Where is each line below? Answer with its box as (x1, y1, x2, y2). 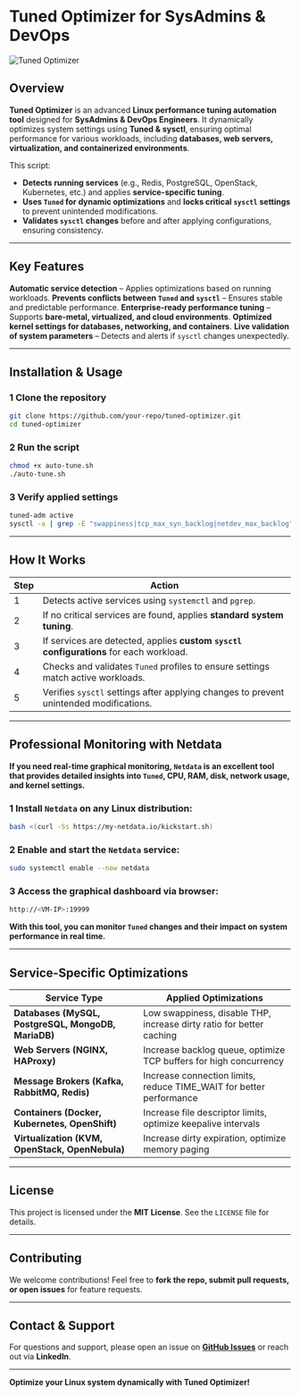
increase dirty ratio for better (142, 1018, 264, 1030)
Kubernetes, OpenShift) (13, 1118, 117, 1130)
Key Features (9, 259, 85, 275)
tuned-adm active (9, 512, 74, 520)
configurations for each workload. (42, 646, 188, 658)
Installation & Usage (9, 364, 123, 379)
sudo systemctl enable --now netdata (9, 864, 150, 873)
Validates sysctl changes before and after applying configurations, (21, 215, 272, 225)
